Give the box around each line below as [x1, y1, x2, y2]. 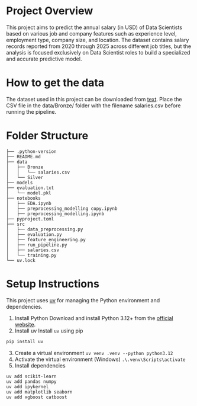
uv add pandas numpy [6, 378, 57, 385]
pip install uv [6, 338, 44, 344]
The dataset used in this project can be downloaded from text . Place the [6, 95, 182, 103]
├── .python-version [6, 148, 57, 155]
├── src [6, 221, 25, 227]
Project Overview [6, 4, 93, 18]
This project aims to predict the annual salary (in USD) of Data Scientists [6, 24, 182, 31]
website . [14, 321, 36, 328]
